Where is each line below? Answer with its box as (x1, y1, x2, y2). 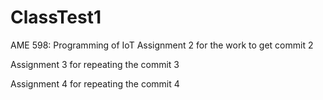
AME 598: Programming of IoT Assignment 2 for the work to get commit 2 (10, 39, 314, 51)
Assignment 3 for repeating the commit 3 (10, 58, 180, 70)
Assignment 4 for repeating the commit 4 (10, 77, 180, 90)
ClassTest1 (10, 6, 102, 29)
